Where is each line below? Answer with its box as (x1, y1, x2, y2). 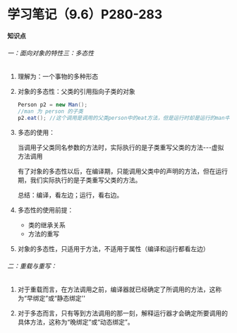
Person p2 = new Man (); (17, 101, 88, 108)
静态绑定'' (56, 293, 86, 302)
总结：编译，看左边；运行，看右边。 (17, 190, 123, 199)
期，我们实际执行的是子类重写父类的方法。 (17, 176, 142, 184)
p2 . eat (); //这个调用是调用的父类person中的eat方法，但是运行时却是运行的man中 (17, 114, 231, 121)
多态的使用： (17, 128, 55, 136)
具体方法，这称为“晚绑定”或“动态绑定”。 (17, 317, 134, 326)
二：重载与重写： (7, 262, 57, 270)
